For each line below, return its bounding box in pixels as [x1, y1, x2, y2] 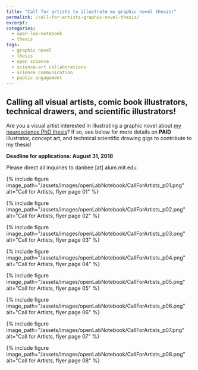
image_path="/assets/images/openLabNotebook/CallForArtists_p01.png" [6, 182, 185, 189]
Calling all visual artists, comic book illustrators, [6, 97, 188, 107]
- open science [11, 58, 49, 64]
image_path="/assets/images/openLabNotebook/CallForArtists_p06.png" [6, 302, 186, 309]
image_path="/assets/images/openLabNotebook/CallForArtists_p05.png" [6, 278, 186, 285]
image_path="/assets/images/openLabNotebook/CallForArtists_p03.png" [6, 230, 186, 237]
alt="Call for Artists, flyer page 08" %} [6, 357, 100, 364]
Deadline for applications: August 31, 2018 [6, 152, 114, 159]
